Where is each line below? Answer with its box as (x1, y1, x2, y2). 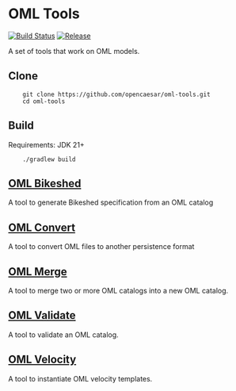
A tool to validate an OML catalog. (8, 330, 119, 339)
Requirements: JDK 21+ (8, 140, 85, 149)
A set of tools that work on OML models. (8, 46, 140, 56)
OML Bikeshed (8, 176, 82, 190)
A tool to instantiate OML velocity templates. (8, 374, 153, 383)
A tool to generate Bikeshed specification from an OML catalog (8, 197, 214, 207)
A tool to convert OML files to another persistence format (8, 242, 195, 251)
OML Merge (8, 265, 67, 278)
